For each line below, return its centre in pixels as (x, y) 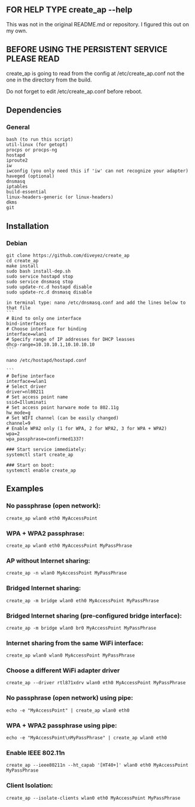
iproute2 (17, 161)
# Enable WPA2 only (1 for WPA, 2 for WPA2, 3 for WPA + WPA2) (87, 428)
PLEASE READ (33, 59)
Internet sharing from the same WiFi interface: (75, 643)
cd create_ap (22, 261)
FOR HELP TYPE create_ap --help (69, 10)
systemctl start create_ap (40, 455)
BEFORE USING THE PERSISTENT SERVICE (87, 49)
